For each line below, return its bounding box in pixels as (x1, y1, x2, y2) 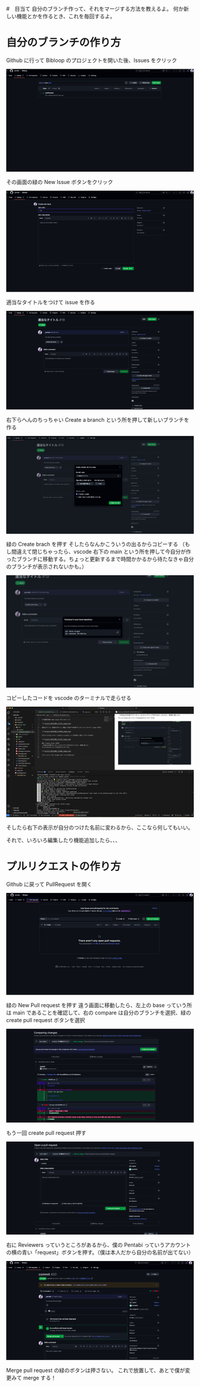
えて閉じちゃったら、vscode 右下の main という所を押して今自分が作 (21, 548, 192, 556)
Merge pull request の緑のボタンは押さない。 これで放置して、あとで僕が (6, 1367, 186, 1374)
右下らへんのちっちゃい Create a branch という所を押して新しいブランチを (6, 416, 189, 424)
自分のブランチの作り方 (6, 36, 121, 50)
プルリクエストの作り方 (6, 860, 121, 873)
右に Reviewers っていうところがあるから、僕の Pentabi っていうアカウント (6, 1241, 192, 1248)
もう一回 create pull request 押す (6, 1130, 86, 1137)
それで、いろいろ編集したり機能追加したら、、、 (6, 836, 121, 843)
